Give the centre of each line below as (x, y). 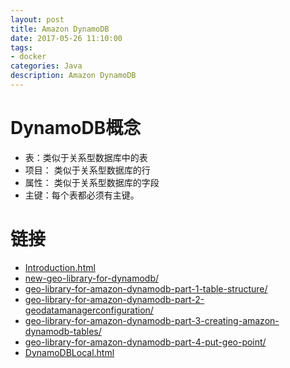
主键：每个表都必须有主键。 (82, 195)
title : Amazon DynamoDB (60, 29)
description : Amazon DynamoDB (73, 76)
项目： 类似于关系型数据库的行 (87, 170)
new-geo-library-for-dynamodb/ (91, 278)
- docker (28, 57)
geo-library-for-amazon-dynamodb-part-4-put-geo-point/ (145, 342)
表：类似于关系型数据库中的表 (86, 157)
